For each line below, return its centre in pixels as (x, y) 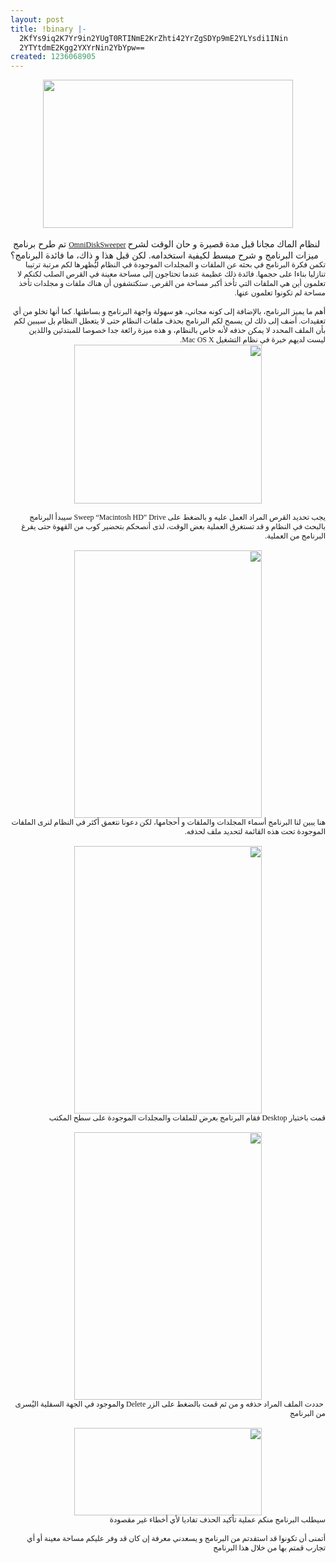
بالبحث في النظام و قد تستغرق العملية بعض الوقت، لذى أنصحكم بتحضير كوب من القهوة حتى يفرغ (173, 527)
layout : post (37, 19)
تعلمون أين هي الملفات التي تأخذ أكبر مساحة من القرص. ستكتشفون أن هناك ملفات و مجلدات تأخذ (172, 284)
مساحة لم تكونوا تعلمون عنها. (280, 293)
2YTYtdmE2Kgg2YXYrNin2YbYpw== (82, 47)
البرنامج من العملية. (295, 536)
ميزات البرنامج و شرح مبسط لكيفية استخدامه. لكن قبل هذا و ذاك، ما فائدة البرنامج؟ (164, 255)
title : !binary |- (48, 29)
